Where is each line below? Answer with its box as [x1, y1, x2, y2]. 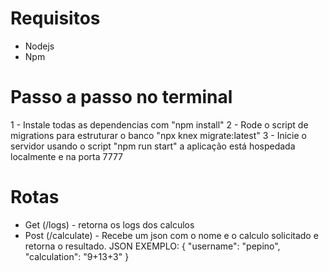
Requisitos [10, 7, 101, 30]
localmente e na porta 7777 [10, 150, 123, 162]
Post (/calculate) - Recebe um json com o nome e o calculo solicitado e [24, 229, 319, 241]
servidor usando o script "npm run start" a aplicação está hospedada [10, 140, 296, 152]
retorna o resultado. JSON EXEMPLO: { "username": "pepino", [24, 240, 281, 252]
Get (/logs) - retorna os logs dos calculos [24, 218, 195, 231]
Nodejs [24, 40, 55, 52]
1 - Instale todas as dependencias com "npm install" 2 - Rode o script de [10, 118, 309, 131]
